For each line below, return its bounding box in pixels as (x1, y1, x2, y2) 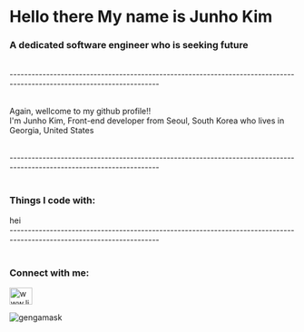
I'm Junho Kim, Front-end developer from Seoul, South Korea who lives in (9, 115, 285, 126)
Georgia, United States (9, 125, 94, 136)
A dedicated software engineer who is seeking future (9, 39, 249, 52)
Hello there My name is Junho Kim (9, 6, 273, 27)
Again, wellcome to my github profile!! (9, 106, 152, 117)
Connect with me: (9, 266, 90, 278)
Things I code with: (9, 194, 96, 207)
